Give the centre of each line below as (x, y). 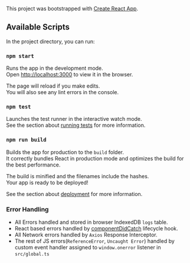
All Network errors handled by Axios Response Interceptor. (86, 235)
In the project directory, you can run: (50, 41)
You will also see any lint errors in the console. (63, 92)
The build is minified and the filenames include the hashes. (78, 176)
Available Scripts (38, 27)
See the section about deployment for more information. (74, 194)
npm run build (26, 140)
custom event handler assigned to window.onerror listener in (88, 247)
